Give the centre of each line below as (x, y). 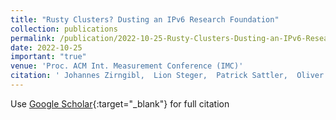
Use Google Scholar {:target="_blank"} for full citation (120, 103)
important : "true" (48, 57)
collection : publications (64, 29)
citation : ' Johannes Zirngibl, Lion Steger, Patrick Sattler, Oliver (167, 76)
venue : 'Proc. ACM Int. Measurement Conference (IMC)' (127, 66)
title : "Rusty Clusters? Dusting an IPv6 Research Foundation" (145, 19)
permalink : (33, 38)
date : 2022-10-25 (46, 47)
